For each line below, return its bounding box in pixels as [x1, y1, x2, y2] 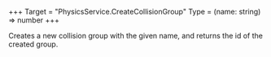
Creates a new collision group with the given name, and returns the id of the [8, 31, 263, 40]
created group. [8, 39, 59, 49]
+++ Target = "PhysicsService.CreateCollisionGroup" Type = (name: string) [8, 7, 261, 16]
